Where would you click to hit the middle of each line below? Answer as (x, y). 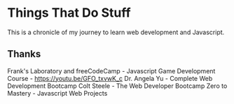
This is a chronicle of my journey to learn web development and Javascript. (116, 32)
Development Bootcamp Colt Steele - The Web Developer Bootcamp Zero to (117, 86)
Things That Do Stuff (69, 13)
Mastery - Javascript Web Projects (57, 93)
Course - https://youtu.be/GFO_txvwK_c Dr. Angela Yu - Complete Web (110, 78)
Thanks (24, 54)
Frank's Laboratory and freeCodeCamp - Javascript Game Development (111, 70)
